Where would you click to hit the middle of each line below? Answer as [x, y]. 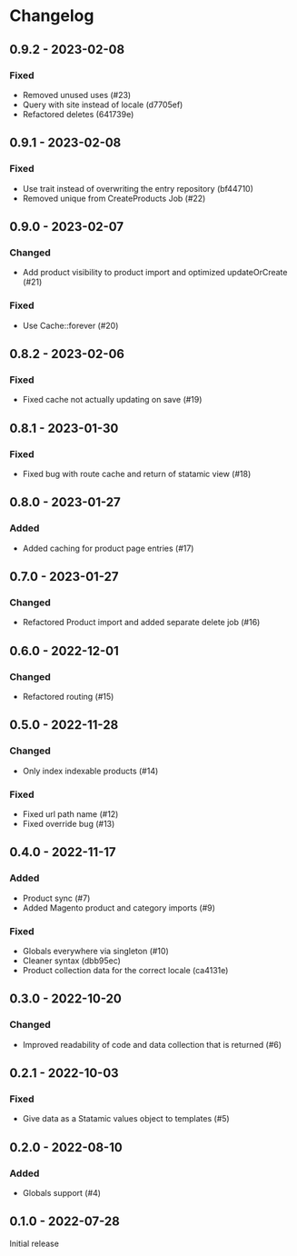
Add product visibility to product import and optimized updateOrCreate [155, 273]
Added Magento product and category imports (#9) [119, 907]
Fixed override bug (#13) [69, 823]
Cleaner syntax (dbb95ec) [71, 961]
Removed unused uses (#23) [77, 95]
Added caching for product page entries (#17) [108, 548]
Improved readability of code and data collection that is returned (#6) [152, 1044]
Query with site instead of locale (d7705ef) [103, 105]
